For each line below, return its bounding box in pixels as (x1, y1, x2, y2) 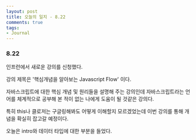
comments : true (6, 19, 43, 25)
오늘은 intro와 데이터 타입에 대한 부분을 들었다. (6, 128, 112, 135)
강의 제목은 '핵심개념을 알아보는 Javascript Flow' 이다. (6, 76, 132, 83)
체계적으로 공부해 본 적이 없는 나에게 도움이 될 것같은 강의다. (16, 96, 154, 103)
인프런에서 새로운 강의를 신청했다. (6, 64, 83, 71)
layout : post (6, 8, 38, 15)
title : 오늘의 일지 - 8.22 (6, 14, 66, 20)
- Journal (6, 30, 30, 36)
